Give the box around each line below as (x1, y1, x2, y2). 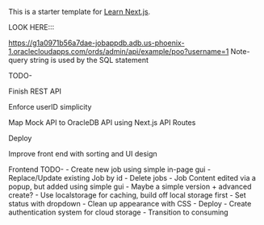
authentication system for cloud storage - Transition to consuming (8, 207, 228, 217)
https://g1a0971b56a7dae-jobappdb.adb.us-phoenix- (8, 38, 185, 48)
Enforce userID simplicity (8, 102, 92, 111)
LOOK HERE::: (8, 23, 55, 31)
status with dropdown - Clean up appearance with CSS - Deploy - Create (8, 199, 252, 208)
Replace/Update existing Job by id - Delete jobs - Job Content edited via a (8, 173, 257, 182)
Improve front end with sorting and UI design (8, 149, 157, 158)
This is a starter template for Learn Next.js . (8, 7, 151, 16)
